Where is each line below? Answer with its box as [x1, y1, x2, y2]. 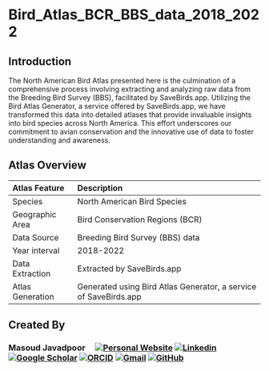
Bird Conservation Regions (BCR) [77, 214, 203, 225]
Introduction [8, 54, 72, 68]
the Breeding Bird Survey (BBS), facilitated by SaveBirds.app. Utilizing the [8, 93, 251, 102]
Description [77, 182, 123, 193]
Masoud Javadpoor [8, 342, 86, 353]
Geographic [12, 208, 57, 220]
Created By [8, 318, 66, 332]
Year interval [12, 244, 60, 256]
